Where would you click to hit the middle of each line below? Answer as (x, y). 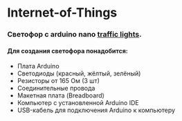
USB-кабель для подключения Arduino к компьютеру (96, 110)
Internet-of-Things (62, 13)
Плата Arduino (38, 66)
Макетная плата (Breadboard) (61, 95)
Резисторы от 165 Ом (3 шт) (58, 81)
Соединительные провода (56, 89)
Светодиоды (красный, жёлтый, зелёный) (79, 73)
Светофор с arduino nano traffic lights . (74, 35)
